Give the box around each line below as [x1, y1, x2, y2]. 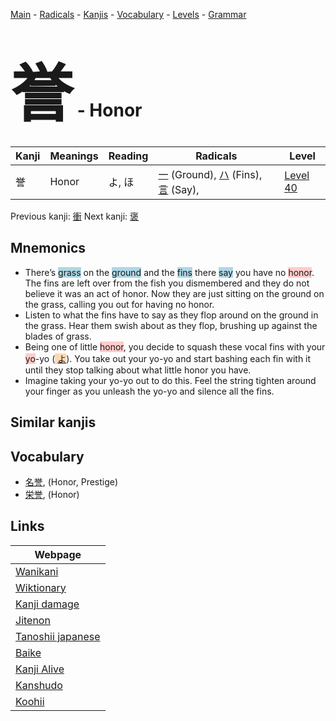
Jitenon [15, 613, 51, 627]
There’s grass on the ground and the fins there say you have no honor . [24, 266, 315, 278]
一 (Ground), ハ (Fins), [158, 167, 263, 181]
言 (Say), [158, 182, 200, 196]
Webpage [34, 547, 82, 561]
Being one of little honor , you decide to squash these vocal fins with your [24, 340, 326, 353]
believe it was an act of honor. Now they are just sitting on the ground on [24, 287, 325, 299]
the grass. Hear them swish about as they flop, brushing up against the [24, 319, 318, 331]
